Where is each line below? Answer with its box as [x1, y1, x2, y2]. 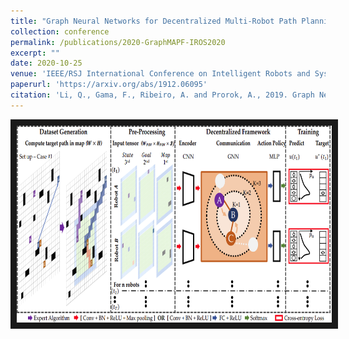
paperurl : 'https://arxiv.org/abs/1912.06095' [10, 80, 208, 90]
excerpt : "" [10, 48, 60, 58]
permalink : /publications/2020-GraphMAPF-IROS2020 [10, 37, 226, 47]
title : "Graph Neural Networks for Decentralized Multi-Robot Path [10, 16, 298, 26]
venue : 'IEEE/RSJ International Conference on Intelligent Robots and [10, 69, 311, 79]
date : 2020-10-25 [10, 58, 83, 69]
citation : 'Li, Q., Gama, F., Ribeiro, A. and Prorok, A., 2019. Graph [10, 90, 315, 100]
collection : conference [10, 26, 110, 37]
